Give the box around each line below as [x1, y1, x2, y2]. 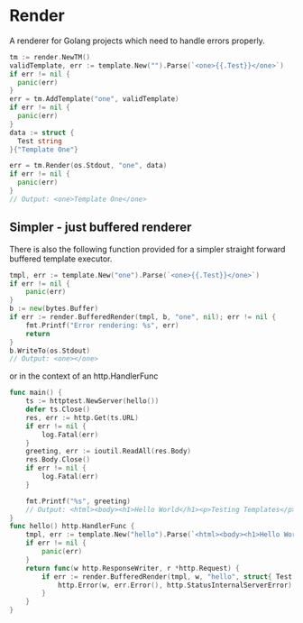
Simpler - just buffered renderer [9, 220, 192, 235]
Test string [17, 136, 63, 145]
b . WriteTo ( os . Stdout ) [9, 346, 91, 355]
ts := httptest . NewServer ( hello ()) [25, 397, 160, 406]
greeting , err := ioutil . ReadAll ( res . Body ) [25, 447, 192, 456]
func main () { [9, 389, 63, 398]
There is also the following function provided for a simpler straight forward [9, 243, 286, 254]
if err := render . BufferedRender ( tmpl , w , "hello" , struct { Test [41, 572, 293, 582]
